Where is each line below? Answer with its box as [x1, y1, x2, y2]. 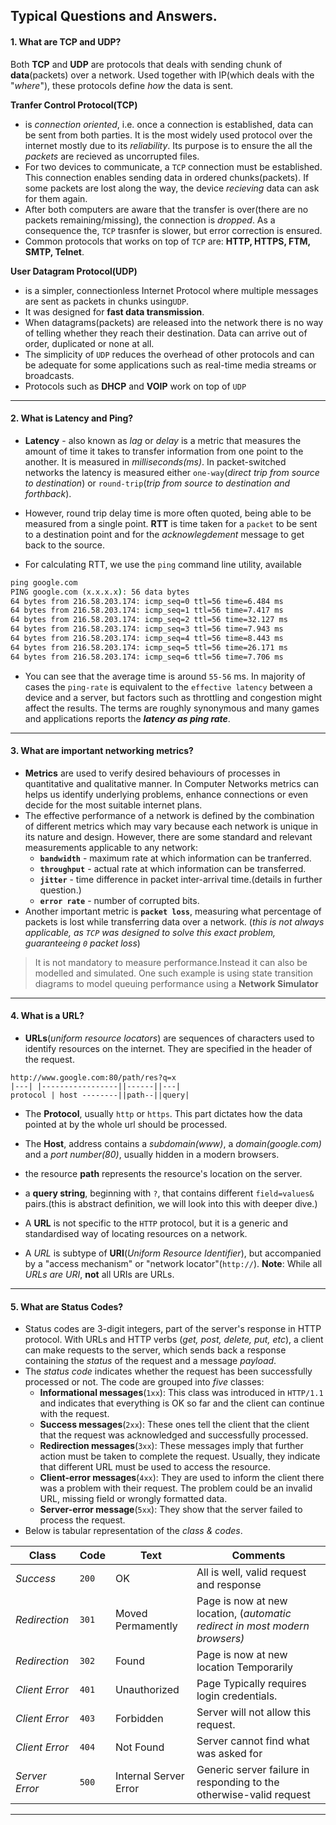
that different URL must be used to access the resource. [39, 1461, 272, 1473]
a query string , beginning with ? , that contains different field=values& [24, 1187, 315, 1199]
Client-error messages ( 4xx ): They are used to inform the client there [39, 1472, 325, 1484]
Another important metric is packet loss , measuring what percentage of [24, 905, 322, 917]
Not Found [114, 1740, 165, 1754]
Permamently [114, 1619, 178, 1633]
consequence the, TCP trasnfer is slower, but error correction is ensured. [24, 224, 323, 236]
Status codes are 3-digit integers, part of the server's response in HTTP [24, 1323, 322, 1335]
